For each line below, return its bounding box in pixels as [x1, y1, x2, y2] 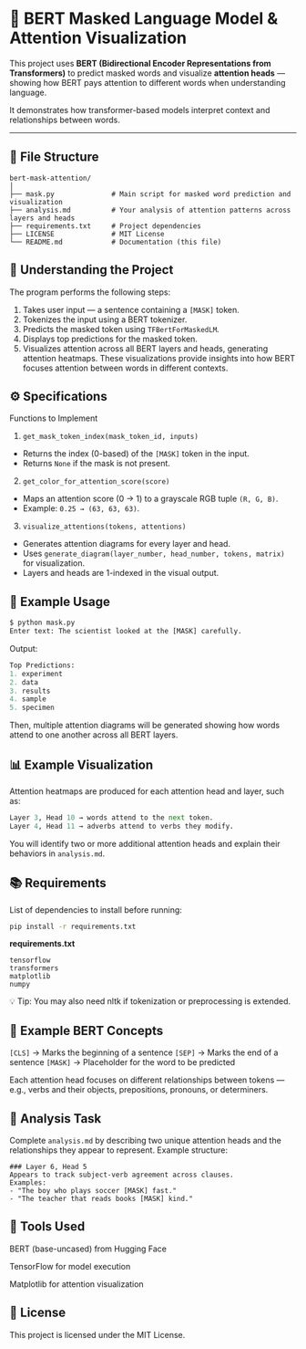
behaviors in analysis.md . [9, 848, 106, 859]
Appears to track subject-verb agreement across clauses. [9, 1170, 234, 1180]
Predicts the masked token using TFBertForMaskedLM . [22, 323, 220, 334]
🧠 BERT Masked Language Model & [9, 8, 279, 29]
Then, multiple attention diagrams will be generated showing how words [9, 720, 280, 731]
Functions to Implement [9, 413, 98, 424]
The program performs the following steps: [9, 287, 171, 298]
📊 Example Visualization [9, 757, 154, 772]
